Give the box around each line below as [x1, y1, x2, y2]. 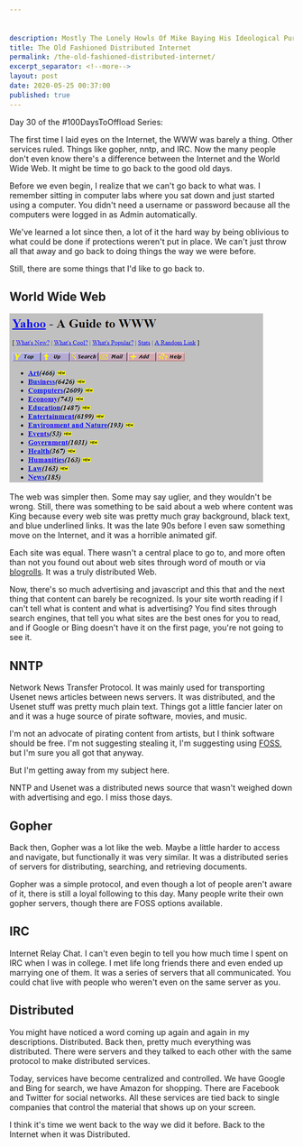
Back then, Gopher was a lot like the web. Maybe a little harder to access [9, 842, 280, 853]
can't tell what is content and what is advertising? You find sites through [9, 603, 277, 614]
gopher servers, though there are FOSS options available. [9, 898, 224, 909]
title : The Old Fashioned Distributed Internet [9, 43, 192, 52]
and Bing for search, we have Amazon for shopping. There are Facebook [9, 1082, 280, 1093]
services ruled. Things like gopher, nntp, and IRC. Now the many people [9, 143, 277, 154]
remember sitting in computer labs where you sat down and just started [9, 189, 275, 200]
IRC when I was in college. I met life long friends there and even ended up [9, 957, 284, 968]
